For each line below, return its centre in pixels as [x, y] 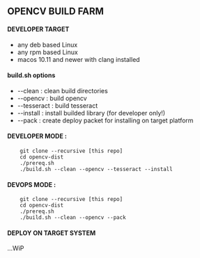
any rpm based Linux [47, 52]
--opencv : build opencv [52, 98]
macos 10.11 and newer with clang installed [79, 59]
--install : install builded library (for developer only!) [91, 113]
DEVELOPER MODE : [37, 136]
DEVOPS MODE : [32, 184]
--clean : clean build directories [62, 90]
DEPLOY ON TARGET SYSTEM [52, 233]
